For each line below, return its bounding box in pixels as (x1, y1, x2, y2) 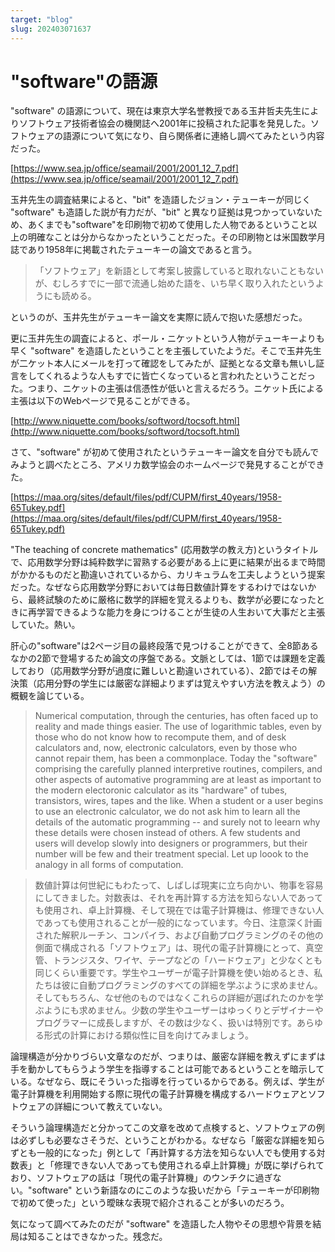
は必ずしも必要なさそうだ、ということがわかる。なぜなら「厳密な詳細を (10, 1134, 308, 1146)
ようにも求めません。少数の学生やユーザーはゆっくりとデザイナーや (43, 1004, 324, 1016)
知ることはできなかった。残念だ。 (27, 1231, 168, 1243)
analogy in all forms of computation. (34, 859, 184, 871)
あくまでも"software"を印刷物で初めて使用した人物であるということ (27, 219, 309, 231)
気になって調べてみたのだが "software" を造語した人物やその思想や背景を (10, 1218, 313, 1230)
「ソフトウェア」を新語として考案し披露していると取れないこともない (34, 265, 324, 277)
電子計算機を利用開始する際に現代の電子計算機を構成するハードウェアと (10, 1088, 308, 1100)
